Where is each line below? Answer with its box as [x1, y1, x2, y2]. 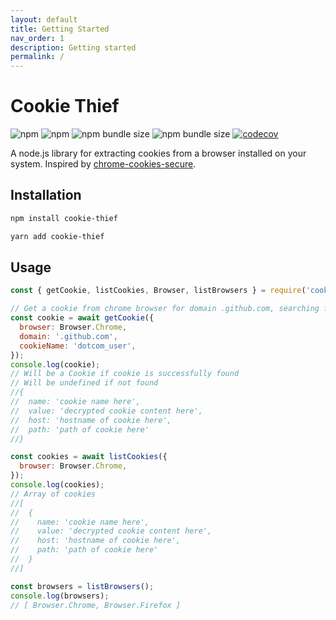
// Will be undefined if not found [10, 378, 159, 388]
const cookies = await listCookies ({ [10, 452, 168, 462]
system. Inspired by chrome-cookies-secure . [10, 158, 197, 170]
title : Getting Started [10, 24, 110, 34]
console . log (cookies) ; [10, 480, 105, 490]
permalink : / [10, 52, 65, 62]
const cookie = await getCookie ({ [10, 313, 155, 323]
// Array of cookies [10, 489, 97, 499]
